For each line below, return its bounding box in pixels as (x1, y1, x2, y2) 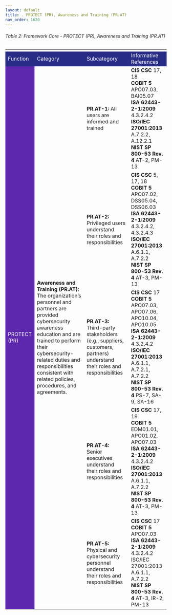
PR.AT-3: (86, 318, 110, 325)
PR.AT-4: (86, 441, 110, 449)
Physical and (86, 546, 118, 553)
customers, (86, 343, 114, 350)
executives (86, 454, 113, 461)
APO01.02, (131, 432, 158, 439)
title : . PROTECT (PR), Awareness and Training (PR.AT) (5, 12, 127, 17)
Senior (86, 448, 102, 455)
